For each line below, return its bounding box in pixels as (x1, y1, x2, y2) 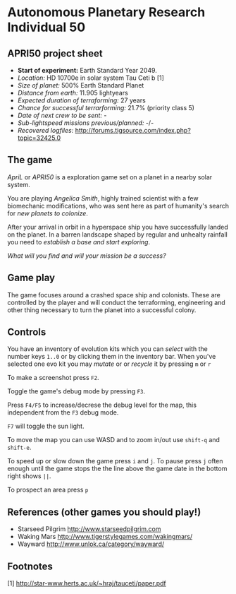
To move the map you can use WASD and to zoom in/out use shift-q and (7, 436, 221, 444)
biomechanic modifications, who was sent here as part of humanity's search (7, 201, 230, 210)
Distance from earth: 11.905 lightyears (17, 89, 128, 97)
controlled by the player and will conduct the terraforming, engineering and (7, 298, 225, 307)
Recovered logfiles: (17, 126, 74, 134)
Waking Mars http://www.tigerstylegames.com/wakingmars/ (17, 533, 193, 541)
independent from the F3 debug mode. (7, 408, 119, 417)
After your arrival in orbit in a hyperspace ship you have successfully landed (7, 222, 229, 231)
